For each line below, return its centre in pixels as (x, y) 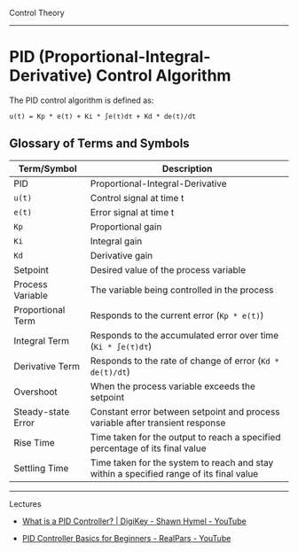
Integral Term (41, 340)
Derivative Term (47, 366)
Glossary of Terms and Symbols (99, 144)
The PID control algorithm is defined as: (82, 100)
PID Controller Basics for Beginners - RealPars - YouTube (126, 538)
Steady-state (42, 411)
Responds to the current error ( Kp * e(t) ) (177, 315)
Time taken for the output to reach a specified (185, 437)
